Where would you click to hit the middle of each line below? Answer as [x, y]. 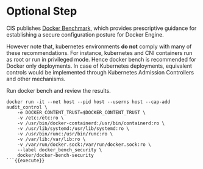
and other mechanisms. [36, 79]
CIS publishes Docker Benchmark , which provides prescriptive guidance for [101, 28]
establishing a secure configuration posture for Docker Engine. [85, 34]
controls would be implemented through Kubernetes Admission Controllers [100, 72]
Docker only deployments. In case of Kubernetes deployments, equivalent [99, 66]
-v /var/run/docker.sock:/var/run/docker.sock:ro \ [84, 145]
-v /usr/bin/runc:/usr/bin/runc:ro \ [65, 134]
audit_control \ [27, 107]
